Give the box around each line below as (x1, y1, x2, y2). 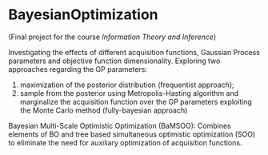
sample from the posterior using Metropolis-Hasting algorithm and (19, 88, 238, 97)
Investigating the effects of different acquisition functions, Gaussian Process (8, 47, 260, 57)
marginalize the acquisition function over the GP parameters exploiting (19, 97, 252, 106)
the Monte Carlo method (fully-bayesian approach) (19, 105, 188, 115)
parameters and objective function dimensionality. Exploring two (8, 56, 221, 66)
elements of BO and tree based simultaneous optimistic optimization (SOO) (8, 129, 256, 139)
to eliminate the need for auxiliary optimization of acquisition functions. (8, 137, 242, 147)
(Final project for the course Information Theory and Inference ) (8, 32, 217, 42)
